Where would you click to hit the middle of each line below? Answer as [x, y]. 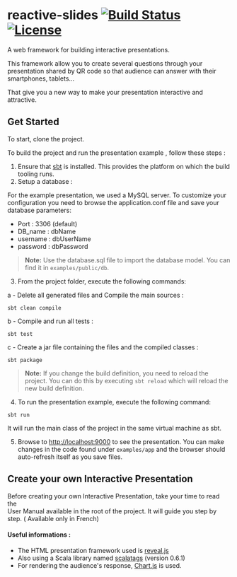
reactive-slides [53, 15]
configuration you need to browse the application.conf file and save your [113, 202]
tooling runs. [36, 174]
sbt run [19, 415]
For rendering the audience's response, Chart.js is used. [99, 565]
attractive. [22, 100]
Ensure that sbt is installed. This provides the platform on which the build [123, 166]
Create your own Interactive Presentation [100, 479]
